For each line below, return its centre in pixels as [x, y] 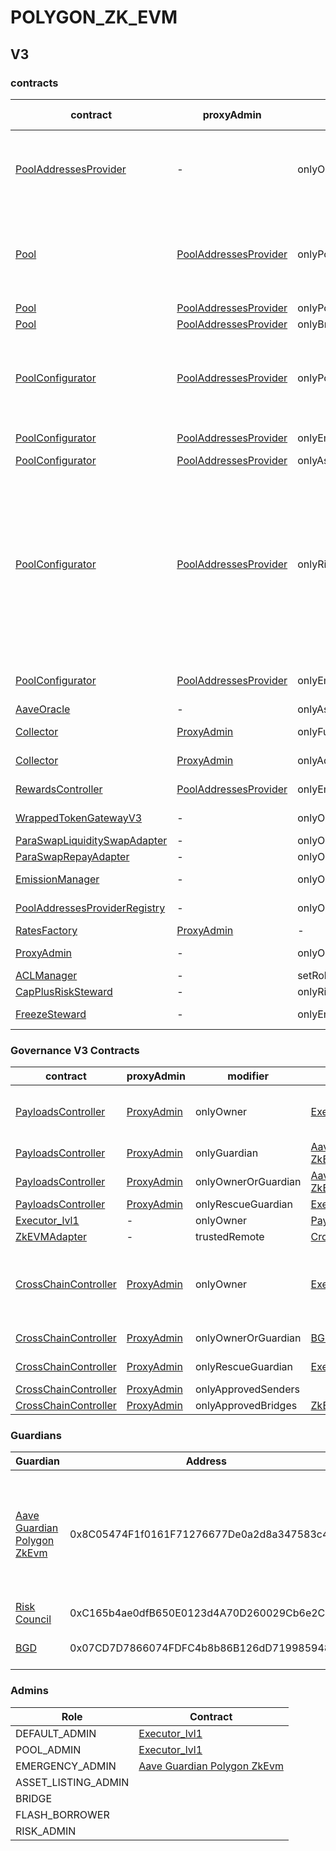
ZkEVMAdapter [51, 1237]
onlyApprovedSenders [247, 1389]
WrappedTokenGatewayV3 [79, 818]
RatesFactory [46, 930]
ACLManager [46, 975]
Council [33, 1619]
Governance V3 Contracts [75, 1050]
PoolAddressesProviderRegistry [90, 908]
